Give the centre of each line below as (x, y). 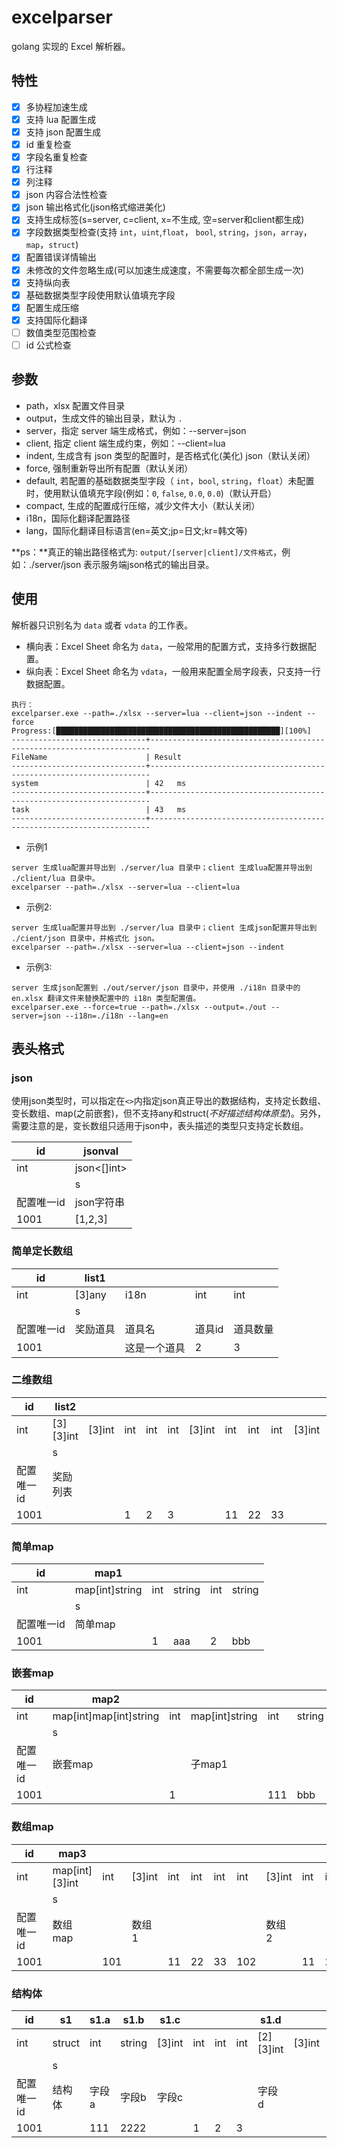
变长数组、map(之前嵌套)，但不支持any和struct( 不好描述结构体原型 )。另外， (169, 1113)
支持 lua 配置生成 (61, 119)
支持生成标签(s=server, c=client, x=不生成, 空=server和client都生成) (165, 220)
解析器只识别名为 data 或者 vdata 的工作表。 (102, 625)
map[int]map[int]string (106, 1716)
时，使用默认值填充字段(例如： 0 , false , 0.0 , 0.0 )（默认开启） (151, 493)
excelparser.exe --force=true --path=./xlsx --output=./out (139, 1007)
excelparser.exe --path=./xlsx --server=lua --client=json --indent (157, 713)
